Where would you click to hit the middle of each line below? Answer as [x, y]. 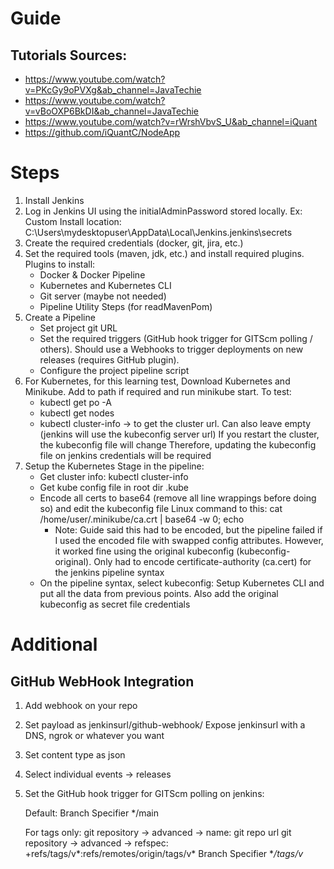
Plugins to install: [60, 264]
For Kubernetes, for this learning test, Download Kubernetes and [157, 381]
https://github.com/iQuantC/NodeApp [102, 132]
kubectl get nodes [77, 413]
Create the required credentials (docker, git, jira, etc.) [134, 243]
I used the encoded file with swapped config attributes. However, [189, 540]
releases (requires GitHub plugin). [109, 359]
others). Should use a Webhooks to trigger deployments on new [171, 349]
